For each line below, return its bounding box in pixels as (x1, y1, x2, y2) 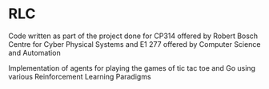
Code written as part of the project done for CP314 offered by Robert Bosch (8, 31, 259, 41)
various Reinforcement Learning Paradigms (8, 72, 151, 81)
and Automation (8, 48, 62, 57)
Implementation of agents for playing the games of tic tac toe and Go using (8, 63, 256, 72)
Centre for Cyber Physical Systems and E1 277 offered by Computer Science (8, 39, 261, 48)
